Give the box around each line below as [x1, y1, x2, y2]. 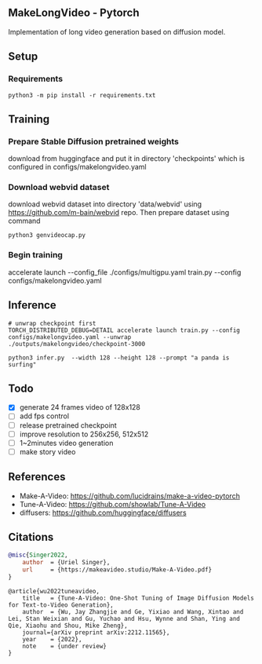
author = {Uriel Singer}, [22, 559, 111, 567]
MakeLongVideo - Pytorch [8, 6, 140, 20]
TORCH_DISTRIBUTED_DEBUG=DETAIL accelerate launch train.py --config [8, 326, 241, 334]
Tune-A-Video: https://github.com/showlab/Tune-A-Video [19, 499, 206, 509]
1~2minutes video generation [19, 438, 114, 447]
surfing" [8, 360, 37, 368]
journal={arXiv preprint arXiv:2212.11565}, [22, 628, 170, 637]
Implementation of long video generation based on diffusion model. [8, 27, 226, 36]
